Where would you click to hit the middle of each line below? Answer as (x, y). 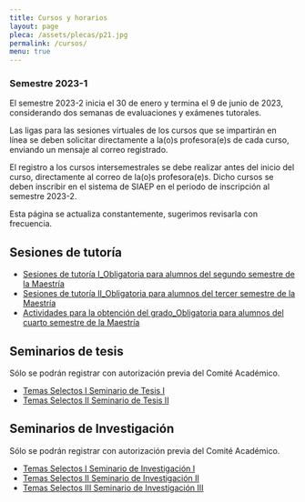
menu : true (30, 52)
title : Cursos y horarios (58, 18)
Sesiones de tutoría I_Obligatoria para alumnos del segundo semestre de (159, 275)
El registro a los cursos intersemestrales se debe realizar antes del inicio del (152, 167)
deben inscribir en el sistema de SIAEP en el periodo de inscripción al (140, 186)
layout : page (34, 26)
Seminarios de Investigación (92, 429)
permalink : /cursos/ (49, 43)
